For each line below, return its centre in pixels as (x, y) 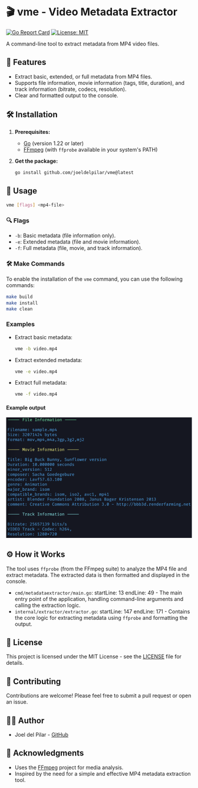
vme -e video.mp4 (36, 372)
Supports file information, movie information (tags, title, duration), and (99, 83)
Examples (21, 324)
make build (19, 297)
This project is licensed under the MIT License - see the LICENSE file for (94, 656)
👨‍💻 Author (25, 720)
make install (22, 303)
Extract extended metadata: (48, 360)
